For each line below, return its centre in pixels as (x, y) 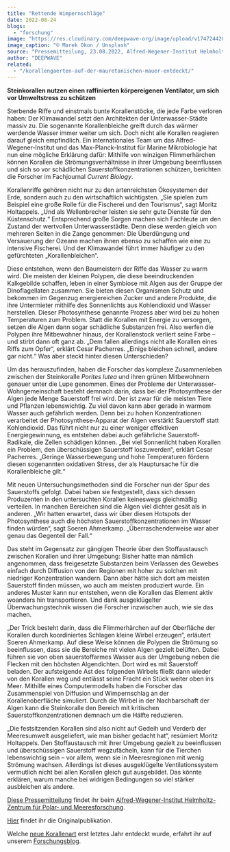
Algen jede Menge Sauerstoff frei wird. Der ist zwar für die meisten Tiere (110, 398)
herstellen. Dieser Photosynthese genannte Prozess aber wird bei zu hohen (113, 312)
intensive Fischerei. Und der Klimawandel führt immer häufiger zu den (106, 248)
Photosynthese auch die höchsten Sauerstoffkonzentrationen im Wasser (109, 521)
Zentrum (19, 807)
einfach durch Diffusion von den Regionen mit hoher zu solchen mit (102, 570)
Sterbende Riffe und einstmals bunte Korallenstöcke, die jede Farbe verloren (115, 111)
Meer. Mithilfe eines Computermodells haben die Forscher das (95, 685)
